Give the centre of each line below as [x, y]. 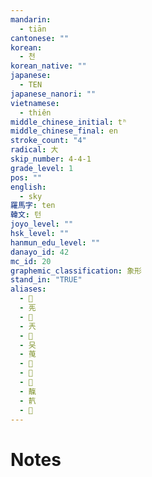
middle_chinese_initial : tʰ [69, 122]
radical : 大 [34, 150]
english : [28, 187]
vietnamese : [35, 103]
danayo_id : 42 [40, 252]
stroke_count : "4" [48, 141]
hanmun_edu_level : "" [55, 242]
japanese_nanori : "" [53, 94]
